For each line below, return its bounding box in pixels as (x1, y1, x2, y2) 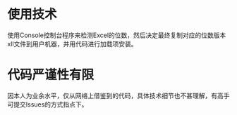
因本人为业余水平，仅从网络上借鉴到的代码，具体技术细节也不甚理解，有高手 (7, 91, 230, 100)
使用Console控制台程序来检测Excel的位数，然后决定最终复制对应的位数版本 (7, 31, 226, 39)
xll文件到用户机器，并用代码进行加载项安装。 (7, 39, 138, 48)
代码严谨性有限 (7, 67, 95, 83)
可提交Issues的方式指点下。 (7, 100, 88, 109)
